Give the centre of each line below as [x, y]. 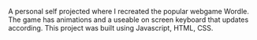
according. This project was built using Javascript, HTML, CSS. [111, 28]
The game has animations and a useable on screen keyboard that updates [128, 20]
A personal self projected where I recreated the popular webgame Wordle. [129, 11]
